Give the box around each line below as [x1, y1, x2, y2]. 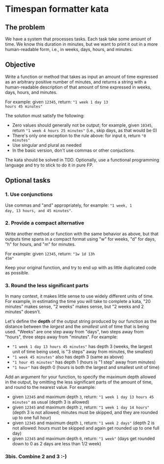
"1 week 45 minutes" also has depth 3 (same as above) [12, 354, 124, 360]
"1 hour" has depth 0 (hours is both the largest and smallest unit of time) [12, 364, 160, 370]
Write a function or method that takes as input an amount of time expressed [5, 74, 158, 80]
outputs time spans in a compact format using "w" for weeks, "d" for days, [5, 236, 156, 242]
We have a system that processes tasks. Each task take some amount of [5, 36, 151, 42]
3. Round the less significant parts [5, 282, 89, 289]
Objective [5, 60, 36, 69]
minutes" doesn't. [5, 309, 41, 315]
